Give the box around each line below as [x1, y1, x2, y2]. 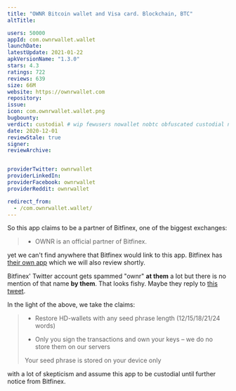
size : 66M [7, 81, 37, 88]
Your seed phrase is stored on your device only [24, 356, 162, 365]
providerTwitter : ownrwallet [7, 166, 93, 173]
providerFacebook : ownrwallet [7, 179, 96, 186]
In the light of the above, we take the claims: [7, 300, 136, 309]
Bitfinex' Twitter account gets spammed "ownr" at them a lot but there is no [7, 272, 227, 281]
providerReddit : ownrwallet [7, 185, 90, 192]
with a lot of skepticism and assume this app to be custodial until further [7, 370, 216, 378]
